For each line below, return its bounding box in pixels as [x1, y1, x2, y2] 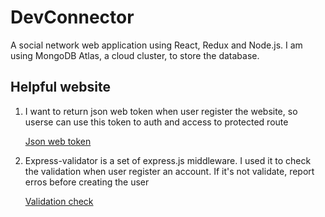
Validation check [24, 195, 94, 207]
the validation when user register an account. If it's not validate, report [24, 165, 315, 177]
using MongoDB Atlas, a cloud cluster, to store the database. [10, 49, 260, 61]
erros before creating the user [24, 176, 150, 188]
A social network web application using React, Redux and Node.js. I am [10, 39, 303, 51]
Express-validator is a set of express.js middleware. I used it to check [24, 154, 312, 166]
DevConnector [10, 6, 135, 29]
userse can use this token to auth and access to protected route [24, 116, 289, 128]
